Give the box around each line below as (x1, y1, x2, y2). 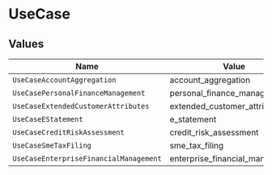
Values (8, 37, 45, 51)
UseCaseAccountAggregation (12, 76, 117, 85)
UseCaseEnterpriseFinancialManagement (12, 154, 162, 163)
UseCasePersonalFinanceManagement (12, 89, 146, 98)
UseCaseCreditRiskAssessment (12, 128, 125, 137)
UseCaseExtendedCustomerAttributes (12, 102, 150, 110)
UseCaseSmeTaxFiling (12, 141, 91, 150)
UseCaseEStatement (12, 115, 83, 123)
